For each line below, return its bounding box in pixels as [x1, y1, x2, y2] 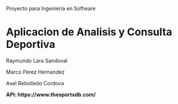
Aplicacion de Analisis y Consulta [6, 26, 172, 39]
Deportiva [6, 38, 55, 51]
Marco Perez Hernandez [6, 68, 65, 75]
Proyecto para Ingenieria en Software [6, 5, 96, 12]
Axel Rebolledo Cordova [6, 79, 64, 86]
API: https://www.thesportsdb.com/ [6, 91, 96, 98]
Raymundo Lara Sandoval [6, 57, 68, 64]
